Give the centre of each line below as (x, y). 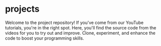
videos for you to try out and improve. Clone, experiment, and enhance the (80, 33)
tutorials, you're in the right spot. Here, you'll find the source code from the (81, 27)
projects (23, 9)
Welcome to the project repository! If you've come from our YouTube (74, 23)
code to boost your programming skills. (45, 38)
